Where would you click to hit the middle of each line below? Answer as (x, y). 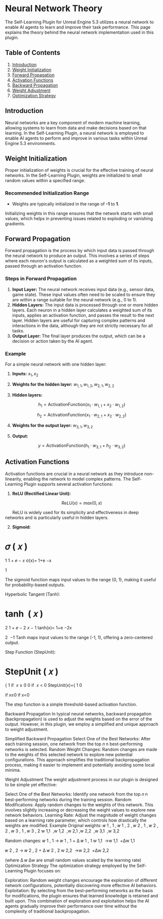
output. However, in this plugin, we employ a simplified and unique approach (82, 724)
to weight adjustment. (27, 729)
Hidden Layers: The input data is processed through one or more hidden (85, 305)
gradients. (15, 223)
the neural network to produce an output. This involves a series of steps (77, 256)
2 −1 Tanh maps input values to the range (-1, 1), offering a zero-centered (79, 637)
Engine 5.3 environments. (30, 143)
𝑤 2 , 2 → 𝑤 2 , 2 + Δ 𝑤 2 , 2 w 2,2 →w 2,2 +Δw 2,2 (57, 850)
